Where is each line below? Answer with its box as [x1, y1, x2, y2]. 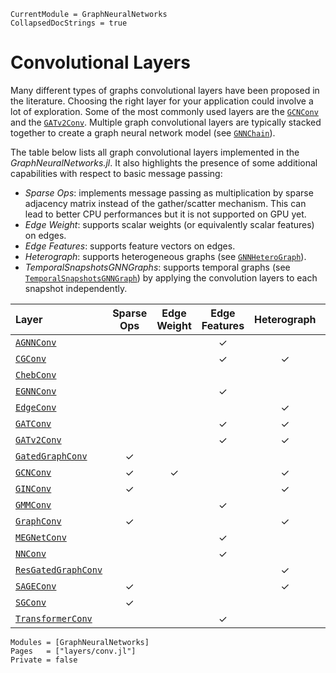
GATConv [15, 418, 52, 429]
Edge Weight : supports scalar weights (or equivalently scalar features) [24, 218, 315, 230]
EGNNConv [15, 385, 57, 397]
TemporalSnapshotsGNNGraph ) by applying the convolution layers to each [24, 271, 318, 284]
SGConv [15, 596, 47, 608]
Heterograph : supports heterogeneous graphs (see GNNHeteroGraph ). [24, 250, 307, 262]
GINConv [15, 483, 52, 494]
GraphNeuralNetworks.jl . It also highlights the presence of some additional [10, 156, 318, 169]
